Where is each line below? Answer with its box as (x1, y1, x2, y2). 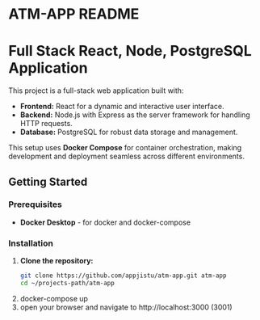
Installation (8, 238, 54, 249)
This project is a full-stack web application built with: (8, 86, 184, 95)
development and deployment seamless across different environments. (8, 151, 245, 162)
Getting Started (8, 175, 88, 188)
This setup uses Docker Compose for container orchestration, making (8, 143, 242, 153)
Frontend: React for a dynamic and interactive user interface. (19, 102, 224, 112)
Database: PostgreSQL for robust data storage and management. (19, 127, 238, 137)
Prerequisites (8, 199, 62, 210)
